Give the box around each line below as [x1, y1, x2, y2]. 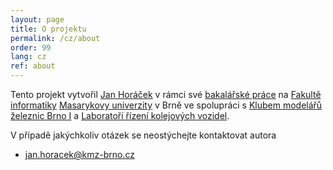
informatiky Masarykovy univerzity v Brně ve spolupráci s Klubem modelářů [10, 99, 323, 111]
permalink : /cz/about [10, 33, 101, 43]
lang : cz [10, 52, 47, 62]
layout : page [10, 14, 65, 25]
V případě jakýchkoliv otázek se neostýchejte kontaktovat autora [10, 129, 277, 141]
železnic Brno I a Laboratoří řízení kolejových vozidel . [10, 110, 230, 121]
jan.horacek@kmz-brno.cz [24, 149, 135, 160]
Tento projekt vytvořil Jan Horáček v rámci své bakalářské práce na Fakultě [10, 89, 322, 100]
